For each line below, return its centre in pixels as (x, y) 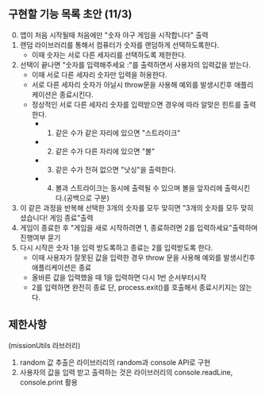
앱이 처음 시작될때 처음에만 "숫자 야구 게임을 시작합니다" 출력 (114, 35)
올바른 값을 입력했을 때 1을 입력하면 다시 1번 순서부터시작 (119, 277)
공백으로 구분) (88, 198)
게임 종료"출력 (71, 218)
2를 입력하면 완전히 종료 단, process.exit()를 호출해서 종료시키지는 (134, 287)
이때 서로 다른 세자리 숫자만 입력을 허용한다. (99, 75)
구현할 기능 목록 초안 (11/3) (70, 14)
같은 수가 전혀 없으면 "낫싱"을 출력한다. (116, 169)
